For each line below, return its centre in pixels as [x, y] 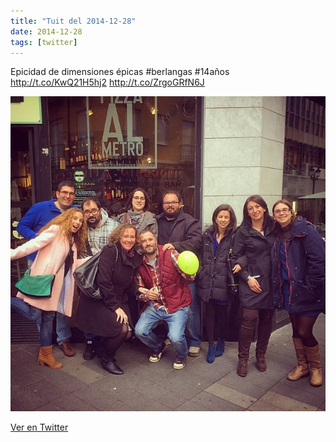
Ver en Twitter [39, 427]
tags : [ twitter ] [44, 42]
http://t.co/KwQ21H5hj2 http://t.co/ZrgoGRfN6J [107, 82]
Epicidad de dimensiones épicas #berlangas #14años [120, 72]
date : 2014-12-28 [46, 31]
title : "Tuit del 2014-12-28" [73, 21]
